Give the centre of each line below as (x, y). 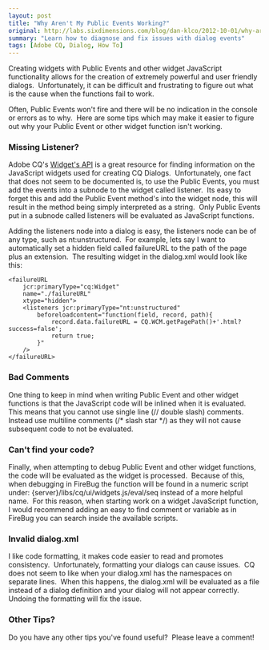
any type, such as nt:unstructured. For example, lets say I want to (117, 240)
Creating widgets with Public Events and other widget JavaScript (115, 68)
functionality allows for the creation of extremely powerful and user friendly (133, 77)
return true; (72, 336)
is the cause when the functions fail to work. (81, 94)
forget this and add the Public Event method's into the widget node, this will (133, 199)
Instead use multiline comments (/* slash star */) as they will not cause (125, 420)
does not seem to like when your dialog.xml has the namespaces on (120, 573)
